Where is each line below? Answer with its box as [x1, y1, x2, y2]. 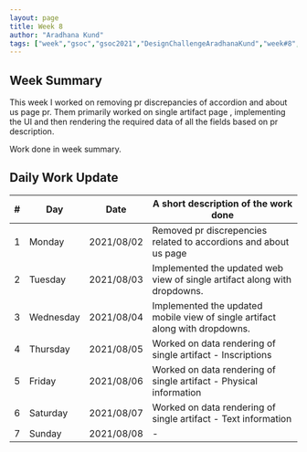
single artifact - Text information [152, 412, 292, 425]
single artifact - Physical [152, 374, 259, 387]
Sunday [28, 426, 62, 439]
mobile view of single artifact [152, 310, 277, 323]
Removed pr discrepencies [152, 224, 268, 237]
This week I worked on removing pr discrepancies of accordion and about [9, 97, 288, 108]
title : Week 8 [9, 22, 64, 31]
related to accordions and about [152, 235, 290, 247]
